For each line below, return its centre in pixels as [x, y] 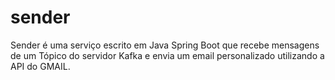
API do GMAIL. [40, 66]
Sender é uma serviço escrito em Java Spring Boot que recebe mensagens [165, 45]
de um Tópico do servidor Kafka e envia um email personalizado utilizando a [167, 55]
